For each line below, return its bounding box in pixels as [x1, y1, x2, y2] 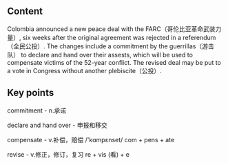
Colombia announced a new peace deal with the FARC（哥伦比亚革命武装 [7, 24, 216, 33]
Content [7, 6, 43, 17]
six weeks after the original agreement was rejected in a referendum [22, 33, 216, 41]
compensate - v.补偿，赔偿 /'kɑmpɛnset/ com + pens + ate [7, 135, 175, 144]
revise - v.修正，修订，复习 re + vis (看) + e [7, 150, 129, 158]
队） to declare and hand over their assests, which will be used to [7, 50, 193, 59]
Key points [7, 87, 54, 99]
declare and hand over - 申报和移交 [7, 121, 108, 129]
